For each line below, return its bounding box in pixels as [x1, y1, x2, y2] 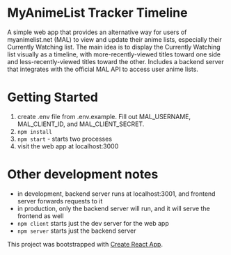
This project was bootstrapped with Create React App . [7, 240, 164, 248]
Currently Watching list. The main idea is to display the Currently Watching [7, 42, 221, 51]
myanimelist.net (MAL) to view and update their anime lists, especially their [7, 35, 223, 43]
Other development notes [7, 167, 159, 183]
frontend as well [17, 211, 64, 220]
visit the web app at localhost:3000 [17, 141, 119, 150]
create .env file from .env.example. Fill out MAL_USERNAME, [17, 112, 191, 121]
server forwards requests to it [17, 196, 103, 205]
